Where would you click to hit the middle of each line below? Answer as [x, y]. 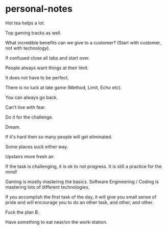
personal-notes [39, 9]
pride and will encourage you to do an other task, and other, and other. [80, 202]
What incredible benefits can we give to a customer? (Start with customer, [83, 42]
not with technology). [28, 48]
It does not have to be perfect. [37, 77]
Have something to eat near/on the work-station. [56, 222]
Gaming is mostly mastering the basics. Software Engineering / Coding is [82, 182]
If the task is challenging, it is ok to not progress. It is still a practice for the [83, 166]
